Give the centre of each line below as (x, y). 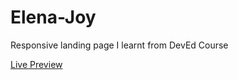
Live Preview (36, 64)
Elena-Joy (53, 17)
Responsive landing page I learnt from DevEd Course (119, 45)
